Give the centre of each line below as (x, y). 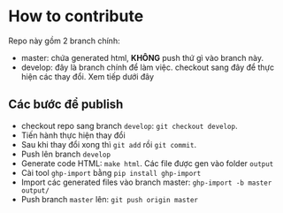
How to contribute (76, 16)
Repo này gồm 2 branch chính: (64, 41)
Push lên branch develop (66, 154)
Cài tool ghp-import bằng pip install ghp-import (111, 172)
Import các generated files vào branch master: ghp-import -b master (146, 182)
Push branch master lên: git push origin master (109, 199)
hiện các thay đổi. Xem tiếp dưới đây (88, 76)
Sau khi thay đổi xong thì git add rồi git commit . (108, 144)
